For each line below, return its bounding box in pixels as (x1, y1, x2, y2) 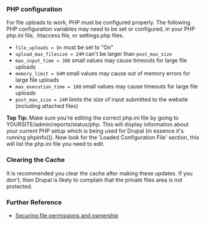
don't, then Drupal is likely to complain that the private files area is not (6, 176, 183, 183)
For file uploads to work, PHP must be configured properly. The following (6, 19, 191, 26)
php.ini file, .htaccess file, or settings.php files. (6, 32, 124, 39)
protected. (6, 183, 32, 190)
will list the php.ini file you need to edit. (6, 140, 105, 148)
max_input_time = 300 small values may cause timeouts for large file (15, 57, 187, 64)
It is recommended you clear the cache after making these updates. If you (6, 169, 193, 177)
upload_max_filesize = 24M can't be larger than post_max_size (15, 50, 173, 58)
